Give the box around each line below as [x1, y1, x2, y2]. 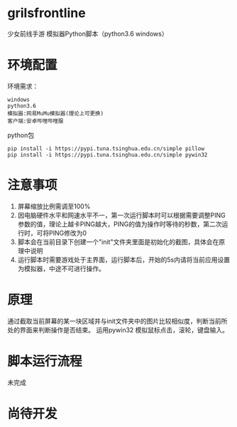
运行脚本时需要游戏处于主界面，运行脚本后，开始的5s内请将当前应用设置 [17, 255, 231, 264]
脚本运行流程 [7, 353, 83, 369]
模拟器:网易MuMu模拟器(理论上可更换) [7, 110, 104, 117]
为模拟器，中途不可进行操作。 [17, 264, 105, 273]
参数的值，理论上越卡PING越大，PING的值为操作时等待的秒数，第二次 [17, 219, 222, 228]
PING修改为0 [48, 228, 87, 237]
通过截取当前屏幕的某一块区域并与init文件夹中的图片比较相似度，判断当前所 [7, 317, 228, 325]
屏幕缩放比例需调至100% [17, 201, 91, 211]
